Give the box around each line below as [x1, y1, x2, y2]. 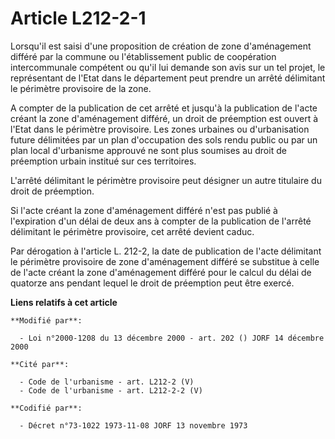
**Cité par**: [10, 359, 70, 369]
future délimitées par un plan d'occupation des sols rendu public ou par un [10, 133, 318, 146]
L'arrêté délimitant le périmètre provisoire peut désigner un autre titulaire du [10, 174, 322, 186]
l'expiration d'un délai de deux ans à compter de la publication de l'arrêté [10, 215, 312, 227]
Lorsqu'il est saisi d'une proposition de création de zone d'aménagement [10, 40, 312, 52]
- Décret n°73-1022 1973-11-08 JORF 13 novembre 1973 [19, 420, 248, 431]
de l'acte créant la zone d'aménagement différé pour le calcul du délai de [10, 266, 312, 278]
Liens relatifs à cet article [10, 296, 118, 308]
